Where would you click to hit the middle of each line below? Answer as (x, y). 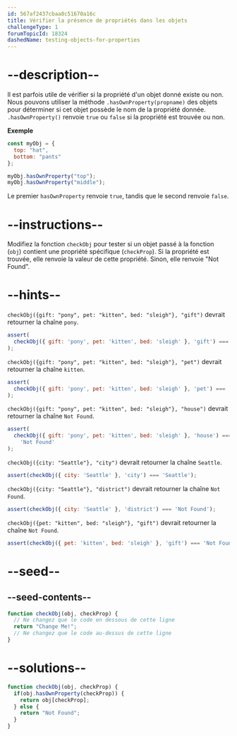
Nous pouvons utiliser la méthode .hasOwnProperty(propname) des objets (113, 102)
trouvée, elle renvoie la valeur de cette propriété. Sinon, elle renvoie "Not (113, 259)
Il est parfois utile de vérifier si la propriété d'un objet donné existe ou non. (116, 95)
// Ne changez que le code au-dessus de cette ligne (93, 633)
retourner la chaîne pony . (43, 322)
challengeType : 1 (33, 27)
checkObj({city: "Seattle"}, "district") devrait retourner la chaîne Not (114, 488)
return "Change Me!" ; (45, 627)
